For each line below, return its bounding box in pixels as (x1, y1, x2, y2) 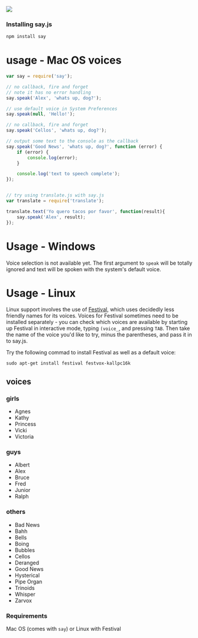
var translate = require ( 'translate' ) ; (6, 198, 105, 204)
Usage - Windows (6, 240, 96, 253)
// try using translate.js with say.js (6, 192, 105, 198)
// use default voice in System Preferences (6, 106, 118, 112)
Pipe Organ (14, 578, 43, 585)
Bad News (14, 521, 40, 528)
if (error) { (17, 149, 49, 155)
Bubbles (14, 546, 35, 554)
